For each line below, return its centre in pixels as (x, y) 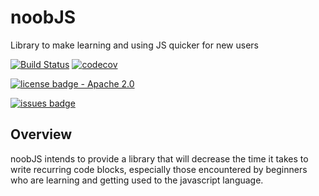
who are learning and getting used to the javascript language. (137, 180)
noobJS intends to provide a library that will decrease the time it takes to (159, 158)
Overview (41, 134)
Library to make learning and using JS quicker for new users (134, 45)
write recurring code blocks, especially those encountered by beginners (159, 169)
